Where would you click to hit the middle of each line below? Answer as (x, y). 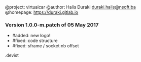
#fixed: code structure (35, 41)
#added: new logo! (31, 36)
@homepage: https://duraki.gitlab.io (42, 12)
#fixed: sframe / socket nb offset (45, 46)
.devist (12, 55)
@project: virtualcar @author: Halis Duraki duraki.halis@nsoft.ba (70, 7)
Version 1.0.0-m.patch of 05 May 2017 (52, 25)
